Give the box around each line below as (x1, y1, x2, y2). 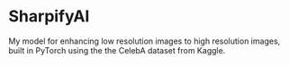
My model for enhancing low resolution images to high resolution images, (8, 36, 281, 46)
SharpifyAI (8, 6, 90, 27)
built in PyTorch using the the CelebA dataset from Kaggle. (8, 45, 226, 55)
